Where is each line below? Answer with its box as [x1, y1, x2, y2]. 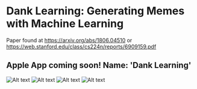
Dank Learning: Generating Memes [6, 4, 185, 18]
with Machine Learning [6, 17, 124, 30]
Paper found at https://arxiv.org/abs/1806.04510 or [6, 36, 133, 44]
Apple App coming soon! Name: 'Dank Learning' [6, 60, 192, 70]
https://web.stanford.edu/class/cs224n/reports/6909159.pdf [6, 43, 157, 50]
